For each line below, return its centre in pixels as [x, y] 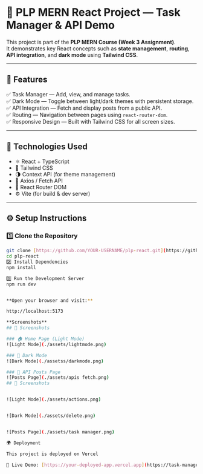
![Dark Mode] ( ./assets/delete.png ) [51, 416]
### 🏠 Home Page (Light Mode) [45, 339]
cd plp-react [23, 256]
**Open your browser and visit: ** [50, 300]
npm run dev [21, 284]
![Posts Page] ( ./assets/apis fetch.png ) [58, 378]
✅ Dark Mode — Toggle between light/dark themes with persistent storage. [100, 101]
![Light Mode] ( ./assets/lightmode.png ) [56, 344]
